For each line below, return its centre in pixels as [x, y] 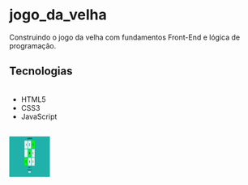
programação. [33, 45]
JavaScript [39, 116]
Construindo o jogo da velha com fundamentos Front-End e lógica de [125, 37]
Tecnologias [41, 71]
